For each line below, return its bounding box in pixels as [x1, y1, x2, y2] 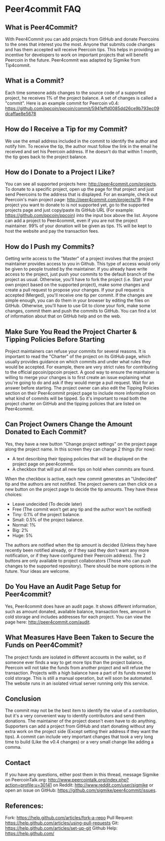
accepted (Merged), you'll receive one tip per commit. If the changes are [5, 292, 153, 298]
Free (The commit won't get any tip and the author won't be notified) [12, 506, 152, 512]
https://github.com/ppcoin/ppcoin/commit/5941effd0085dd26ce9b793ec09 [5, 105, 160, 111]
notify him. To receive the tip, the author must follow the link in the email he [5, 143, 158, 149]
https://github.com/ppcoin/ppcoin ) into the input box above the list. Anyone [5, 212, 159, 218]
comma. [5, 744, 22, 750]
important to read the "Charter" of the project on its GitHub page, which [5, 353, 151, 359]
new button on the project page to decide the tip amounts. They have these [5, 486, 159, 492]
